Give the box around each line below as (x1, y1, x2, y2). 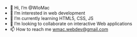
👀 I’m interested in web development (9, 10, 85, 16)
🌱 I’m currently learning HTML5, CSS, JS (9, 15, 93, 21)
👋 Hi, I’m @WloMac (9, 5, 50, 10)
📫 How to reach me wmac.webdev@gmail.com (9, 26, 108, 32)
